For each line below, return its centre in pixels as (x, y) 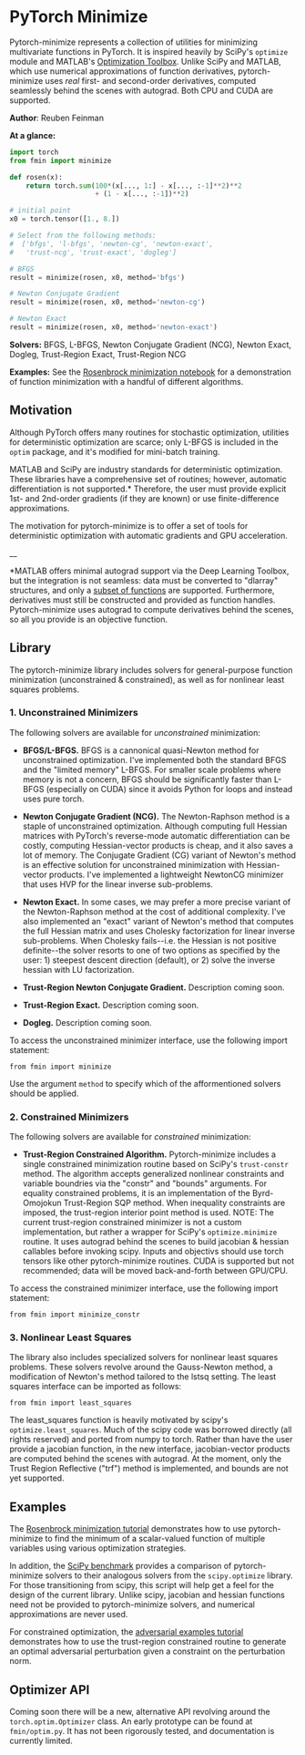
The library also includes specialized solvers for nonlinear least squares (144, 1358)
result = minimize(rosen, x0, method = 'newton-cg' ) (107, 303)
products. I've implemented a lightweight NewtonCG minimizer (166, 874)
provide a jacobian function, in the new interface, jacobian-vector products (150, 1449)
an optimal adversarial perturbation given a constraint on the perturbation (147, 1651)
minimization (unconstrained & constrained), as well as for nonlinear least (147, 679)
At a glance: (33, 135)
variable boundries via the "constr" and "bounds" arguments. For (144, 1183)
